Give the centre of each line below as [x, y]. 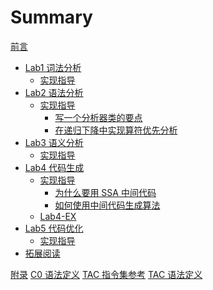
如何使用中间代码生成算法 [107, 205]
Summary [51, 17]
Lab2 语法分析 [54, 92]
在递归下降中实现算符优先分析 [116, 130]
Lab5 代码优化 [54, 228]
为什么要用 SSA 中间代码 [105, 192]
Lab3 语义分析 [54, 142]
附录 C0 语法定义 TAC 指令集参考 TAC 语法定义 [106, 274]
